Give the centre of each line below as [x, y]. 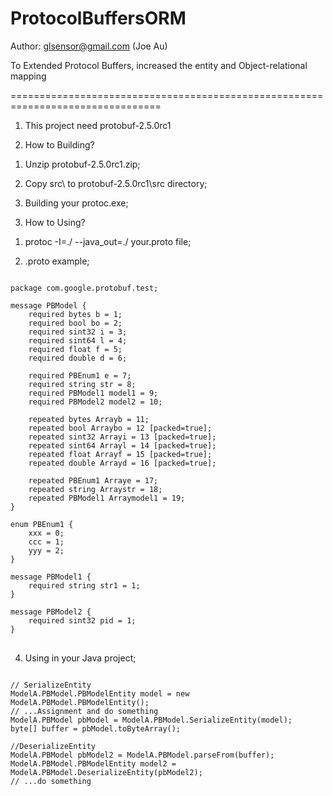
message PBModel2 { [51, 612]
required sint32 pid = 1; [82, 620]
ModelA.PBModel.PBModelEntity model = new [100, 693]
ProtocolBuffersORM [98, 18]
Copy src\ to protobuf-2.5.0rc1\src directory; [116, 183]
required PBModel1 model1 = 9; [93, 393]
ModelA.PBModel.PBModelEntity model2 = [93, 763]
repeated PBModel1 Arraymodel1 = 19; [107, 498]
